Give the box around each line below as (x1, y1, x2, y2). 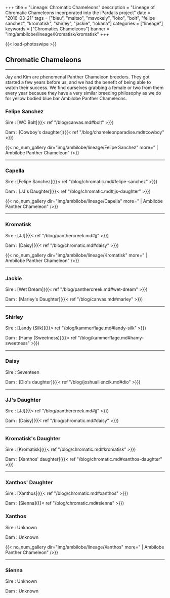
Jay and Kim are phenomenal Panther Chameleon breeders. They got (5, 73, 150, 80)
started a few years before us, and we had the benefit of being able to (5, 79, 151, 85)
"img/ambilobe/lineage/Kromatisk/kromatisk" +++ (5, 31, 110, 37)
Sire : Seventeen (5, 369, 39, 375)
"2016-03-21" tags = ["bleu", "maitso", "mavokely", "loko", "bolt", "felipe (5, 15, 155, 21)
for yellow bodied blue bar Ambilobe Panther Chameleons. (5, 95, 127, 101)
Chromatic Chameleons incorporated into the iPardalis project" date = (5, 10, 151, 16)
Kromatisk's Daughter (5, 435, 61, 442)
